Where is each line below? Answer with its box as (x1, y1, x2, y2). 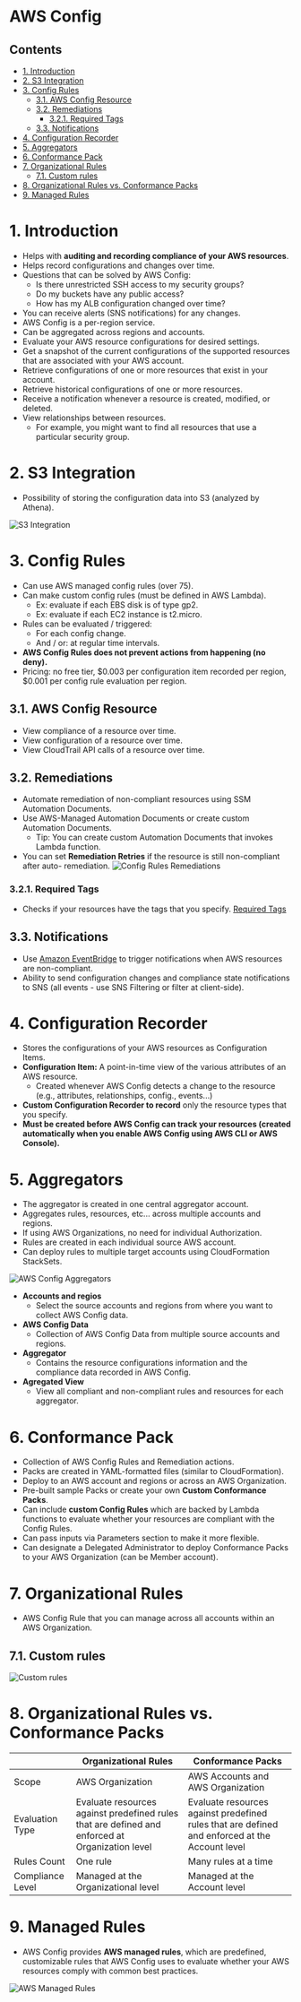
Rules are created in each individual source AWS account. (21, 1237, 236, 1247)
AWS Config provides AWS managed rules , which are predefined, (21, 1946, 267, 1957)
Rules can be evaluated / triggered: (21, 618, 152, 629)
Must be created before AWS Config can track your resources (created (21, 1118, 291, 1130)
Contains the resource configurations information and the (35, 1358, 248, 1368)
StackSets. (21, 1256, 63, 1267)
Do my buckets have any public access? (35, 289, 185, 299)
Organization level (75, 1841, 152, 1853)
